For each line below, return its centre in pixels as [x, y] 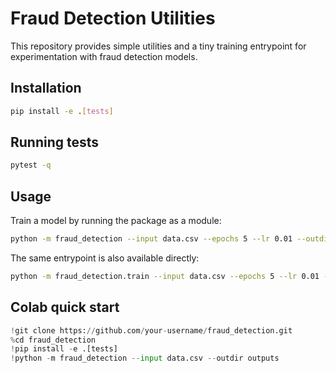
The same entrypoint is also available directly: [105, 258]
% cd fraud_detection [53, 340]
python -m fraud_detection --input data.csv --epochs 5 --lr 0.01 [151, 239]
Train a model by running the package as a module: [116, 221]
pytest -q [31, 165]
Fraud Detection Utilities [113, 18]
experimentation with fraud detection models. [104, 56]
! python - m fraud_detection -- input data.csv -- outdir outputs [145, 358]
